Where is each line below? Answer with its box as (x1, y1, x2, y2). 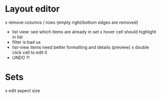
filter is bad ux (12, 39, 41, 45)
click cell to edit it (12, 49, 48, 55)
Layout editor (5, 3, 60, 15)
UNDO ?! (12, 54, 30, 60)
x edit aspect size (5, 87, 40, 93)
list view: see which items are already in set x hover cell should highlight (12, 29, 157, 34)
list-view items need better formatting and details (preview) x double (12, 44, 149, 50)
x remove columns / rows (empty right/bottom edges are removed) (5, 19, 139, 25)
